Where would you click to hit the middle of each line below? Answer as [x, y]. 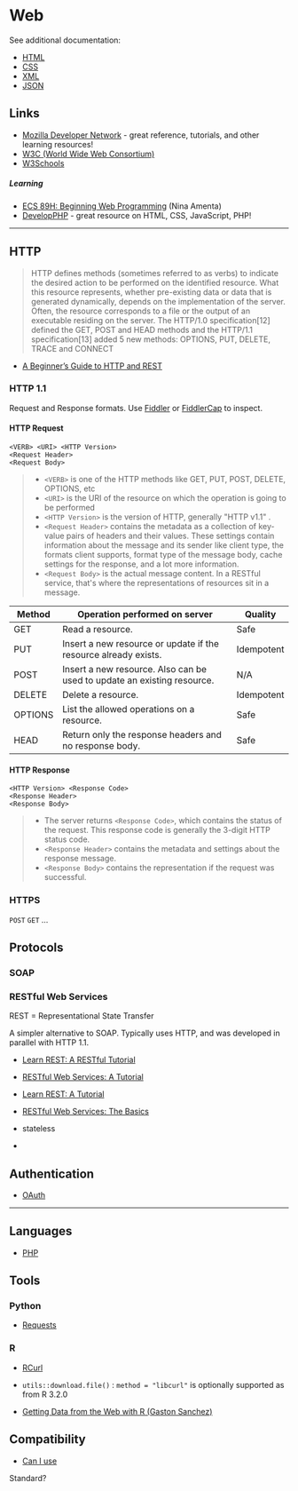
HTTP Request [36, 428]
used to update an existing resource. [138, 680]
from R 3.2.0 [45, 1394]
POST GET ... [29, 919]
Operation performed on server [145, 615]
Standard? [28, 1478]
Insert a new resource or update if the [141, 644]
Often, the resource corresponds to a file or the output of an [141, 311]
